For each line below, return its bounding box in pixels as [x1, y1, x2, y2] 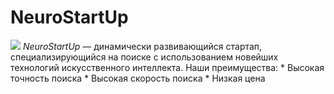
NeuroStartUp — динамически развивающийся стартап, [22, 40, 263, 52]
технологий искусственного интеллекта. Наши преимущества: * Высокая [10, 61, 325, 73]
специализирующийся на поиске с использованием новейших [10, 51, 279, 63]
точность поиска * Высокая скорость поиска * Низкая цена [10, 72, 266, 84]
